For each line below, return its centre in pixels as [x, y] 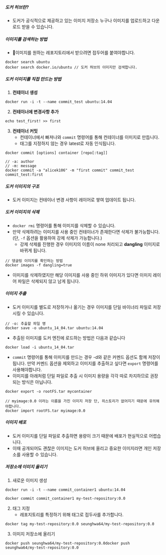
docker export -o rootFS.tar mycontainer [49, 391]
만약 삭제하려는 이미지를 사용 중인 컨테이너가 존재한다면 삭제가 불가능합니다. [86, 231]
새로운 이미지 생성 [30, 480]
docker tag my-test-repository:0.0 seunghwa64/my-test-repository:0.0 [80, 524]
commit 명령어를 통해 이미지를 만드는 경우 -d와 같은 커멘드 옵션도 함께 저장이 [86, 357]
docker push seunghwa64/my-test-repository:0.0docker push [68, 543]
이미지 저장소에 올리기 [34, 534]
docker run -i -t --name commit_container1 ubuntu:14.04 [65, 490]
